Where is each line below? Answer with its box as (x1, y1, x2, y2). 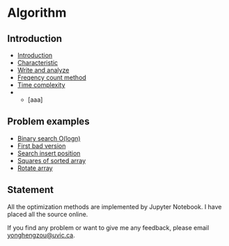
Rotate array (17, 164, 54, 172)
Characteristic (17, 59, 58, 67)
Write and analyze (17, 66, 70, 74)
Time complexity (17, 81, 65, 89)
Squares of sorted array (17, 156, 86, 164)
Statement (7, 184, 54, 196)
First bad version (17, 141, 66, 150)
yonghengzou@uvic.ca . (7, 231, 75, 239)
